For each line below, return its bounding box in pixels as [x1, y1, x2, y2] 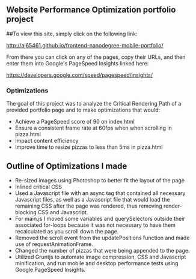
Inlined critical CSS [14, 183, 62, 190]
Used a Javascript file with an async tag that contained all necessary [14, 189, 186, 197]
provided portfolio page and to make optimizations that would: [6, 106, 161, 113]
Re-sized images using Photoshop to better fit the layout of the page [14, 176, 185, 184]
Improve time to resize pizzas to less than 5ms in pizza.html [14, 143, 163, 151]
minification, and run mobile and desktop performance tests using [14, 259, 179, 266]
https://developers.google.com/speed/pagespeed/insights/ [6, 71, 153, 79]
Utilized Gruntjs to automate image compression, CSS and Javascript [14, 253, 186, 260]
